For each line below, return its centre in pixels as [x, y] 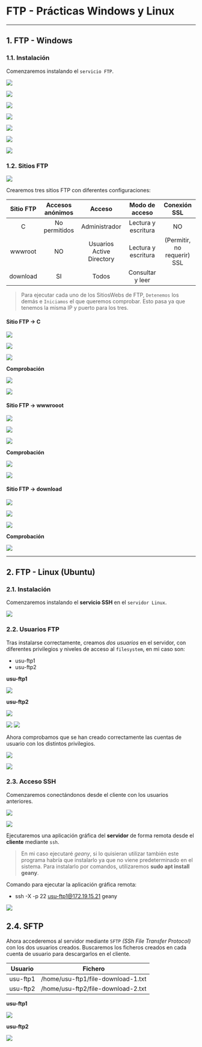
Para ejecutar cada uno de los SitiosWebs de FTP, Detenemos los [100, 295]
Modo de [142, 205]
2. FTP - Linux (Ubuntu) [51, 572]
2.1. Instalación [29, 589]
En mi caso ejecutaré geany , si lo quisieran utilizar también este [100, 854]
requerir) [178, 255]
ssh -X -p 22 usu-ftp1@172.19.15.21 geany [66, 896]
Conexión [178, 205]
